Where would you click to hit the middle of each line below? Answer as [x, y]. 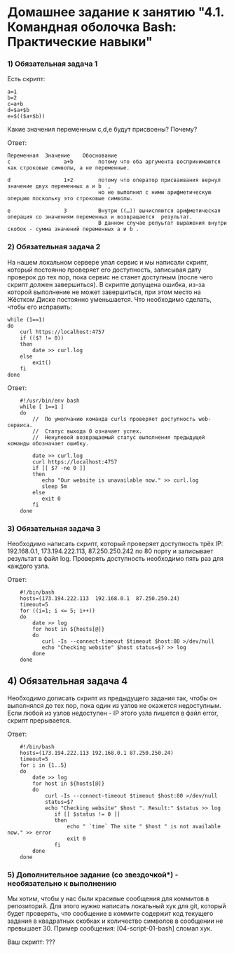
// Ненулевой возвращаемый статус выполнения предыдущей [119, 437]
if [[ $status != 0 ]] [87, 814]
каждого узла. [29, 566]
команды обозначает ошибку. [48, 443]
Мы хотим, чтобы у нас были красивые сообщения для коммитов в [108, 899]
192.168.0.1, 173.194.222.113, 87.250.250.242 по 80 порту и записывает [110, 551]
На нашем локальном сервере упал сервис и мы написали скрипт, [108, 262]
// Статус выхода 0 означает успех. [87, 431]
